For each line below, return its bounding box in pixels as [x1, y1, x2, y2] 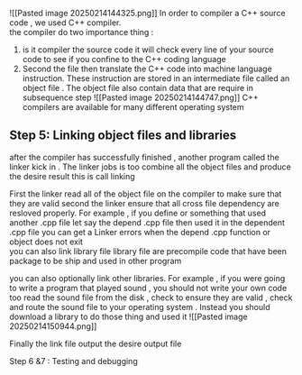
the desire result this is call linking [9, 170, 135, 181]
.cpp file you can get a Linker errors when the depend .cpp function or [9, 226, 271, 237]
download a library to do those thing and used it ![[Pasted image [9, 311, 248, 322]
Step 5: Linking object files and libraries [9, 128, 237, 143]
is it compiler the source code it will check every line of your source [22, 44, 274, 55]
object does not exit [9, 236, 84, 247]
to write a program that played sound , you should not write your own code [9, 282, 288, 293]
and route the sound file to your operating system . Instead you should [9, 301, 270, 312]
